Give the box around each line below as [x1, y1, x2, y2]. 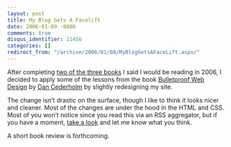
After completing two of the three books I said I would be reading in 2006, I [7, 67, 222, 76]
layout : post [7, 10, 45, 17]
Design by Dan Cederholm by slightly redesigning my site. [7, 83, 173, 91]
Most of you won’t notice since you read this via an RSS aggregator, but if [7, 110, 217, 119]
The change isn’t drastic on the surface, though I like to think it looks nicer [7, 96, 219, 104]
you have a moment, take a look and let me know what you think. [7, 118, 193, 126]
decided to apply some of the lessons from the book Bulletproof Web [7, 75, 205, 83]
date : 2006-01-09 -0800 [7, 23, 76, 30]
